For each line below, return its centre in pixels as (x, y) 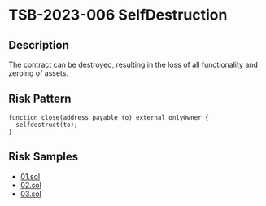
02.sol (31, 185)
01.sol (30, 176)
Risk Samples (44, 157)
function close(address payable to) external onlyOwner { (109, 117)
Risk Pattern (40, 99)
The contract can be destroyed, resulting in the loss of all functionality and (133, 64)
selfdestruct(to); (47, 125)
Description (39, 45)
